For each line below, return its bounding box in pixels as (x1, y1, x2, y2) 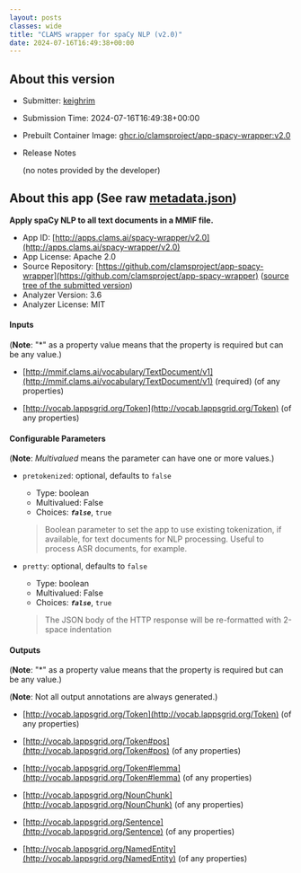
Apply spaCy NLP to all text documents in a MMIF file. (9, 215, 214, 225)
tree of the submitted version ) (22, 279, 133, 290)
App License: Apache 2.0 (22, 251, 117, 261)
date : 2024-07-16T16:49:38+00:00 (9, 38, 135, 48)
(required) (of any (215, 376, 280, 387)
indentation (69, 624, 112, 635)
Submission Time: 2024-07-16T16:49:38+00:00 (22, 113, 200, 124)
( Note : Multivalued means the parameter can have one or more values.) (9, 453, 275, 463)
